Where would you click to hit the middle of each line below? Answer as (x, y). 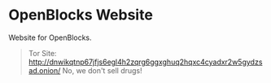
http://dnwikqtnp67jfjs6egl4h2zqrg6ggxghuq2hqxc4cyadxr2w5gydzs (145, 62)
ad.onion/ (44, 70)
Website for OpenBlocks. (50, 37)
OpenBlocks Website (81, 15)
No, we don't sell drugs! (102, 70)
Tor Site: (42, 53)
